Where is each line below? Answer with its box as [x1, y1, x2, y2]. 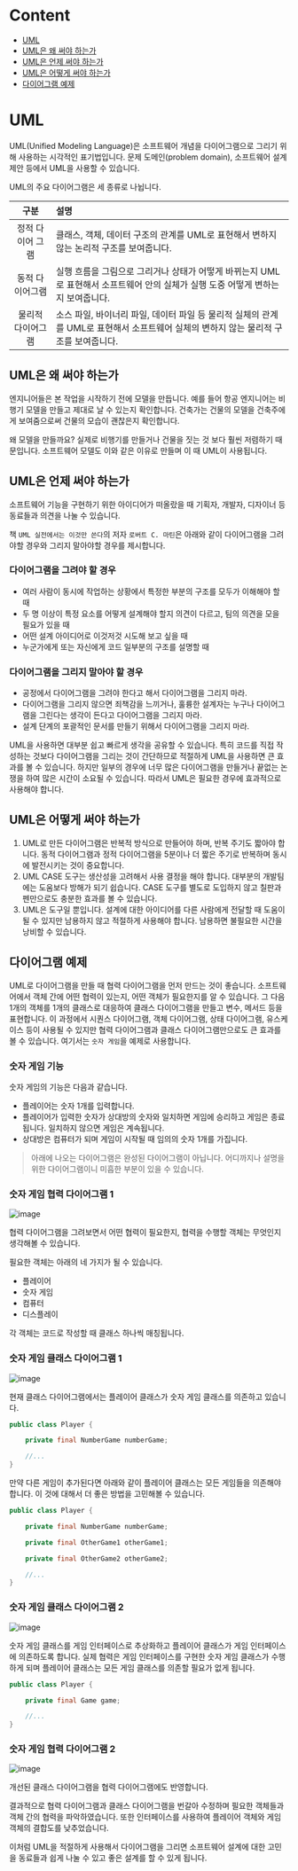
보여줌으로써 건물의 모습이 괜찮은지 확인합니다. [18, 415, 180, 426]
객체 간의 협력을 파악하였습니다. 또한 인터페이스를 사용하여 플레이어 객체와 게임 [9, 1812, 282, 1822]
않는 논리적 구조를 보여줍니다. [56, 241, 172, 254]
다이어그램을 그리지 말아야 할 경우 [9, 666, 144, 678]
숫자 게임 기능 [9, 1060, 65, 1072]
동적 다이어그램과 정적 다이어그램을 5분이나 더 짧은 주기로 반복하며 [41, 849, 271, 859]
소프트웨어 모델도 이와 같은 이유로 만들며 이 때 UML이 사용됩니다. [42, 445, 268, 456]
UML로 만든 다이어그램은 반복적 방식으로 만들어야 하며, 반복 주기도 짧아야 [21, 837, 277, 848]
